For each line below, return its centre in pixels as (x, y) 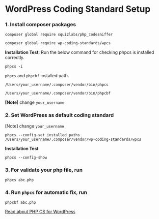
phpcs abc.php (20, 180)
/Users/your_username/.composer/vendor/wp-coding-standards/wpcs (73, 139)
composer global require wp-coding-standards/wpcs (58, 43)
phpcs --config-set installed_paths (42, 135)
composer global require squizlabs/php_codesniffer (59, 35)
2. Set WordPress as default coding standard (60, 115)
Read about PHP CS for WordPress (40, 212)
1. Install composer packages (40, 25)
